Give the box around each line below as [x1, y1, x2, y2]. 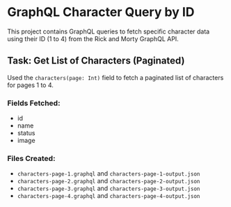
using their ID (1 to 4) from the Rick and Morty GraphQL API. [7, 34, 179, 43]
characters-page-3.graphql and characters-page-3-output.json [17, 184, 200, 192]
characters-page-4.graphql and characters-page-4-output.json [17, 192, 200, 200]
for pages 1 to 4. [7, 81, 54, 89]
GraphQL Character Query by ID [7, 4, 195, 20]
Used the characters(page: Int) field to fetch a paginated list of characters [7, 73, 224, 82]
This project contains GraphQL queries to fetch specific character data [7, 27, 210, 36]
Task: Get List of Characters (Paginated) [7, 55, 185, 67]
